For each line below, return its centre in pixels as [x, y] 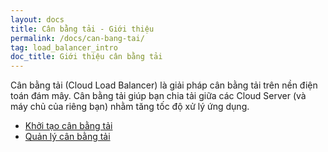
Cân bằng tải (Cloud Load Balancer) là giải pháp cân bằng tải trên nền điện [164, 85]
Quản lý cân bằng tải [67, 137]
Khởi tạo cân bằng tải [68, 126]
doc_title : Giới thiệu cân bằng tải [86, 57]
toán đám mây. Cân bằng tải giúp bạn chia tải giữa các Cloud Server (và [158, 96]
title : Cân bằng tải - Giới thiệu [82, 29]
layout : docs [37, 19]
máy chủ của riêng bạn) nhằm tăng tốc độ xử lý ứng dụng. [130, 107]
